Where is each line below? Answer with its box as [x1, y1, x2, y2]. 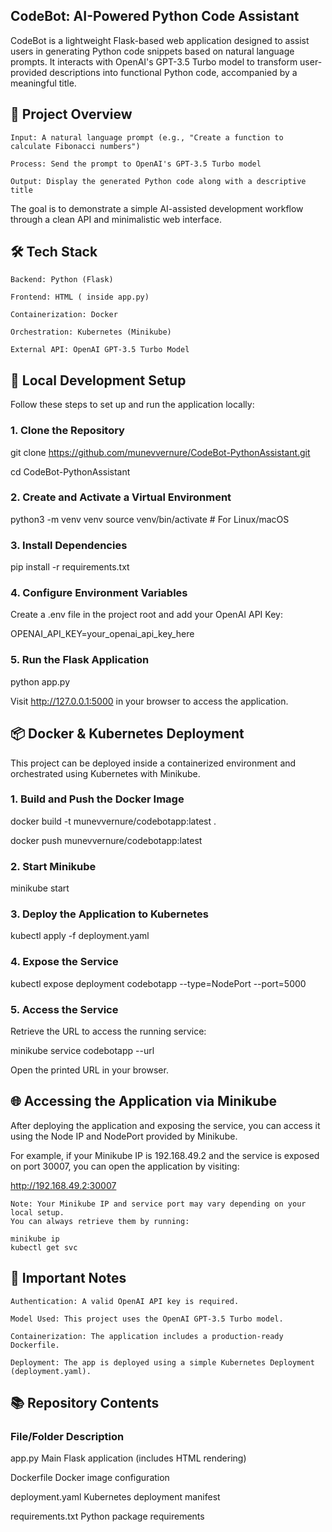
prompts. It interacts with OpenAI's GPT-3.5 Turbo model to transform [10, 55, 298, 68]
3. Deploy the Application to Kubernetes [10, 907, 209, 921]
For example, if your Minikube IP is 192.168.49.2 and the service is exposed [10, 1149, 320, 1161]
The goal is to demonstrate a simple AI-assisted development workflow [10, 202, 304, 214]
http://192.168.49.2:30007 [10, 1179, 117, 1191]
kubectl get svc [10, 1242, 78, 1253]
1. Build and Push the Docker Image [10, 792, 185, 806]
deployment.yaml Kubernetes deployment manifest [10, 1491, 221, 1503]
